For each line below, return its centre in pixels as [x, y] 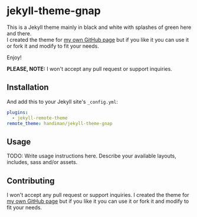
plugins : [17, 112]
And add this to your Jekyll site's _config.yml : [63, 101]
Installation [28, 88]
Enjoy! [14, 57]
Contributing [31, 181]
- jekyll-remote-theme [40, 118]
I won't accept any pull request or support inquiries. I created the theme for [98, 195]
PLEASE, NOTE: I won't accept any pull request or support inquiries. [90, 68]
